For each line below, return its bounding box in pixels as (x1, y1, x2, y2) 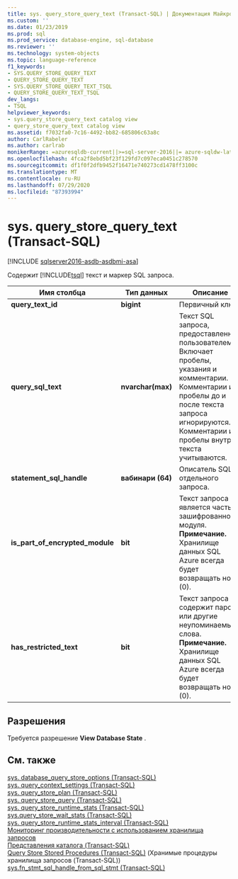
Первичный (178, 300, 220, 310)
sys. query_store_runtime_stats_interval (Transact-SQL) (7, 818, 169, 827)
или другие (178, 611, 218, 621)
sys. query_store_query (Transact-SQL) (7, 795, 122, 804)
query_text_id (11, 300, 58, 310)
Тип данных (125, 288, 168, 297)
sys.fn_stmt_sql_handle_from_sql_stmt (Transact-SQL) (7, 863, 166, 872)
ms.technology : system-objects (7, 50, 100, 57)
